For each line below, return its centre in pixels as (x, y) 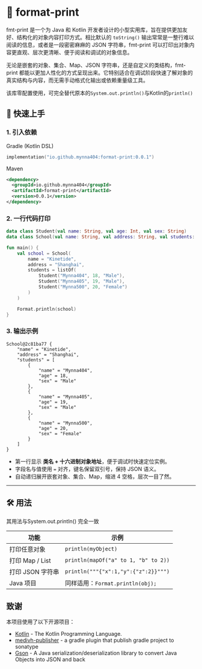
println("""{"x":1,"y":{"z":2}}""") (118, 571)
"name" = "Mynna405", (66, 397)
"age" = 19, (53, 402)
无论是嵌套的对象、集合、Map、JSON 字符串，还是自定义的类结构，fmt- (96, 65)
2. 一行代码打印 (29, 218)
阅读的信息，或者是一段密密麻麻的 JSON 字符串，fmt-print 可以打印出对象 (98, 45)
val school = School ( (44, 253)
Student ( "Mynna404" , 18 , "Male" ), (81, 276)
